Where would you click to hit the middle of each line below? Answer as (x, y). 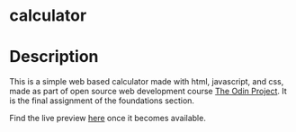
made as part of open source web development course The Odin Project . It (148, 92)
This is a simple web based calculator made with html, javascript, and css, (147, 82)
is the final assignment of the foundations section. (102, 101)
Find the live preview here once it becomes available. (108, 119)
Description (54, 57)
